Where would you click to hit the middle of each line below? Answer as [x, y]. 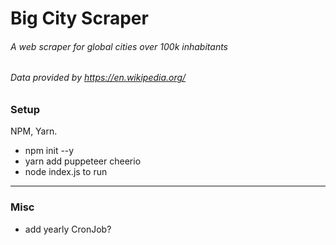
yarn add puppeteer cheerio [83, 161]
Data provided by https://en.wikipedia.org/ [98, 78]
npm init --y [49, 151]
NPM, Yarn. [34, 131]
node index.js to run [66, 172]
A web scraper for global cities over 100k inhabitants [119, 46]
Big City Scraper [79, 18]
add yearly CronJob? [68, 229]
